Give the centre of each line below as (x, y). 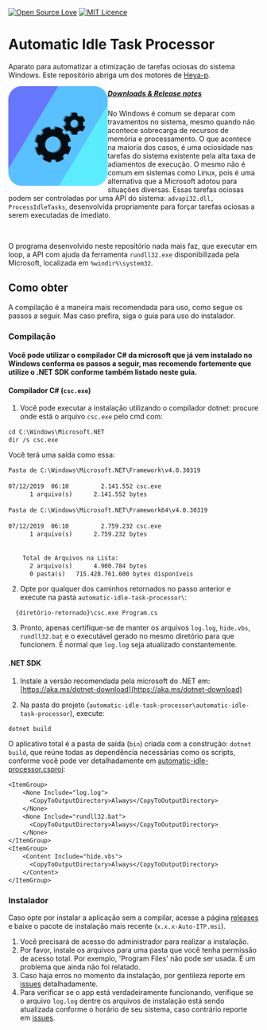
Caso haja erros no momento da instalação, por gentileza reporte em (132, 975)
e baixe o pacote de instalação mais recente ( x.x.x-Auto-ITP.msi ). (117, 926)
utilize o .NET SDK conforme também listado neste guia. (103, 372)
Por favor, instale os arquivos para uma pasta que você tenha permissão (138, 949)
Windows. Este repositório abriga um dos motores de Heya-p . (109, 75)
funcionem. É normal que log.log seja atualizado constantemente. (128, 645)
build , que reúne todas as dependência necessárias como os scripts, (122, 752)
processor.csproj (36, 769)
